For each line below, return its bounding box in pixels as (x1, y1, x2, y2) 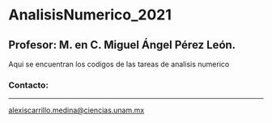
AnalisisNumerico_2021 (8, 6, 172, 24)
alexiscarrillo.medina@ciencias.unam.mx (8, 105, 145, 115)
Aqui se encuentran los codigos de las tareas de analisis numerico (8, 59, 230, 69)
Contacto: (8, 79, 49, 91)
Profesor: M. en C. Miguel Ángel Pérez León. (8, 38, 236, 52)
